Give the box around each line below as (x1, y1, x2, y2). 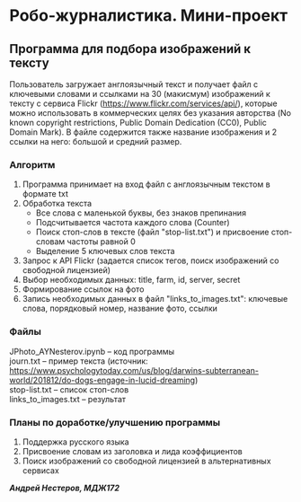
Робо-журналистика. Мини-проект (9, 5, 288, 26)
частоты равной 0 (66, 236, 137, 247)
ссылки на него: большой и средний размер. (9, 137, 182, 146)
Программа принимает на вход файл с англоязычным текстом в (22, 179, 271, 189)
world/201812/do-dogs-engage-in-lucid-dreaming (9, 374, 196, 385)
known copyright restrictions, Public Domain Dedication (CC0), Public (9, 118, 268, 128)
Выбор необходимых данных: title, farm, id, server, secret (22, 275, 241, 286)
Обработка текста (22, 198, 93, 209)
